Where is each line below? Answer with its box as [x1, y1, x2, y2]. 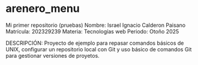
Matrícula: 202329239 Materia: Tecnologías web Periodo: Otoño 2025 [5, 27, 179, 35]
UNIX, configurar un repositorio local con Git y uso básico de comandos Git [5, 45, 192, 52]
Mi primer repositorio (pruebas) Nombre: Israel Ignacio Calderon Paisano [5, 21, 186, 29]
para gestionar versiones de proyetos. [5, 52, 100, 59]
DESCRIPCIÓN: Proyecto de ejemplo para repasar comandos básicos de [5, 39, 184, 47]
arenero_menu [5, 2, 80, 16]
